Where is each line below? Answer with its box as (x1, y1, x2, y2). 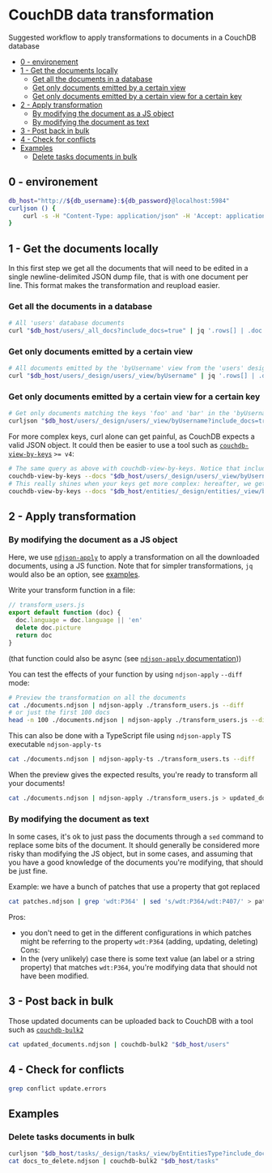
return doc (15, 631, 53, 639)
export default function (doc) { (8, 608, 121, 617)
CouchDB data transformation (8, 6, 215, 24)
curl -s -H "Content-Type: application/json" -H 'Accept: (23, 212, 223, 220)
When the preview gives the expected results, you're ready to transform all (8, 770, 257, 780)
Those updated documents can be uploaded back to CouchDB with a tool (8, 1016, 253, 1025)
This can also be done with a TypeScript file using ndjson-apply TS (8, 731, 232, 741)
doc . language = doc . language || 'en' (15, 617, 143, 625)
